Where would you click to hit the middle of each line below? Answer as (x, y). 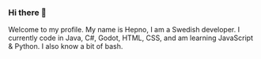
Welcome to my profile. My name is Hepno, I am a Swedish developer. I (124, 30)
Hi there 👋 (28, 13)
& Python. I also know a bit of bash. (66, 46)
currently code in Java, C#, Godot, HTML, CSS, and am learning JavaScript (131, 38)
